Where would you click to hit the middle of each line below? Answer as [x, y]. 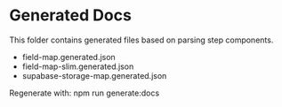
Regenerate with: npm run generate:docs [85, 93]
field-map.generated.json [68, 57]
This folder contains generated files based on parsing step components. [141, 40]
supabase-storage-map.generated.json [94, 75]
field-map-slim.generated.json [78, 66]
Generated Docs [70, 15]
